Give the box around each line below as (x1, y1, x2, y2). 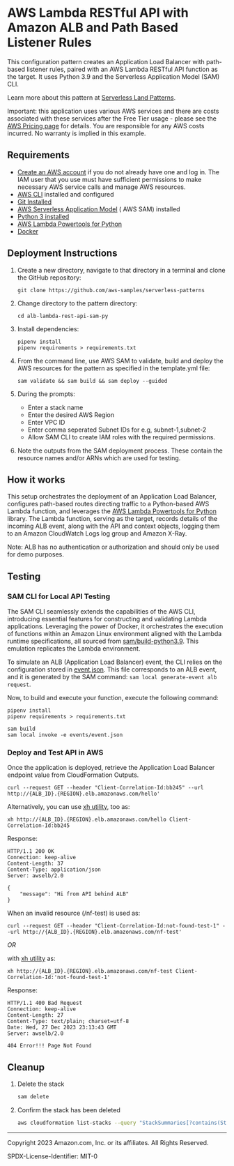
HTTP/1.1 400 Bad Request (7, 999, 82, 1007)
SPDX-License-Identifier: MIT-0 (7, 1152, 98, 1160)
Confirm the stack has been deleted (17, 1106, 120, 1114)
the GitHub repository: (17, 273, 81, 282)
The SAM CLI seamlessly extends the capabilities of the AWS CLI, (7, 607, 196, 616)
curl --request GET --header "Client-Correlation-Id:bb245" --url (7, 785, 204, 792)
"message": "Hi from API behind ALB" (19, 891, 130, 898)
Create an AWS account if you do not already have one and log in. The (17, 167, 219, 176)
